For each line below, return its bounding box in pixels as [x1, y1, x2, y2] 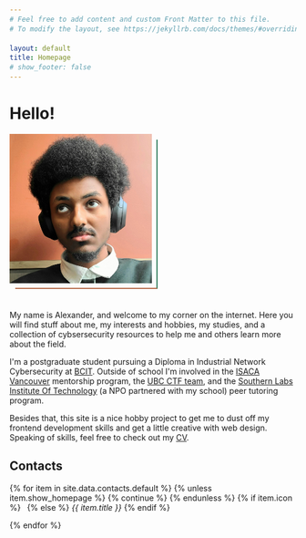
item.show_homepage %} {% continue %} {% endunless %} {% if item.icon [9, 492, 293, 503]
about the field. [9, 338, 66, 349]
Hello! [9, 103, 56, 124]
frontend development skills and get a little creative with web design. [9, 422, 268, 433]
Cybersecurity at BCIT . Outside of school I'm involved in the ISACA [9, 366, 260, 377]
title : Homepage [9, 53, 71, 63]
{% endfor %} [9, 520, 62, 531]
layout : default [9, 44, 71, 53]
